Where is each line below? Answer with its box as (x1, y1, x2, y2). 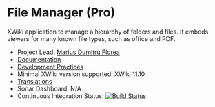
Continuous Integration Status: (17, 91, 104, 100)
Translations (17, 77, 53, 85)
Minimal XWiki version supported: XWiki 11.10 (17, 70, 145, 78)
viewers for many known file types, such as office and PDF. (7, 34, 176, 43)
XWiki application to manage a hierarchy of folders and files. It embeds (7, 27, 209, 36)
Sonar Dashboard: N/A (17, 84, 81, 93)
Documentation (17, 55, 61, 63)
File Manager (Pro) (7, 5, 116, 21)
